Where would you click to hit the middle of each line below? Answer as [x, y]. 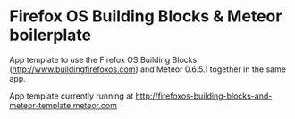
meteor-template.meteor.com [63, 105]
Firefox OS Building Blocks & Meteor [146, 16]
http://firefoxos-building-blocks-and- [204, 96]
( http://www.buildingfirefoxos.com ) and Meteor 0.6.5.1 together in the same [147, 69]
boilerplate [51, 35]
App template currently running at [72, 96]
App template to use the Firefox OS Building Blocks [103, 59]
